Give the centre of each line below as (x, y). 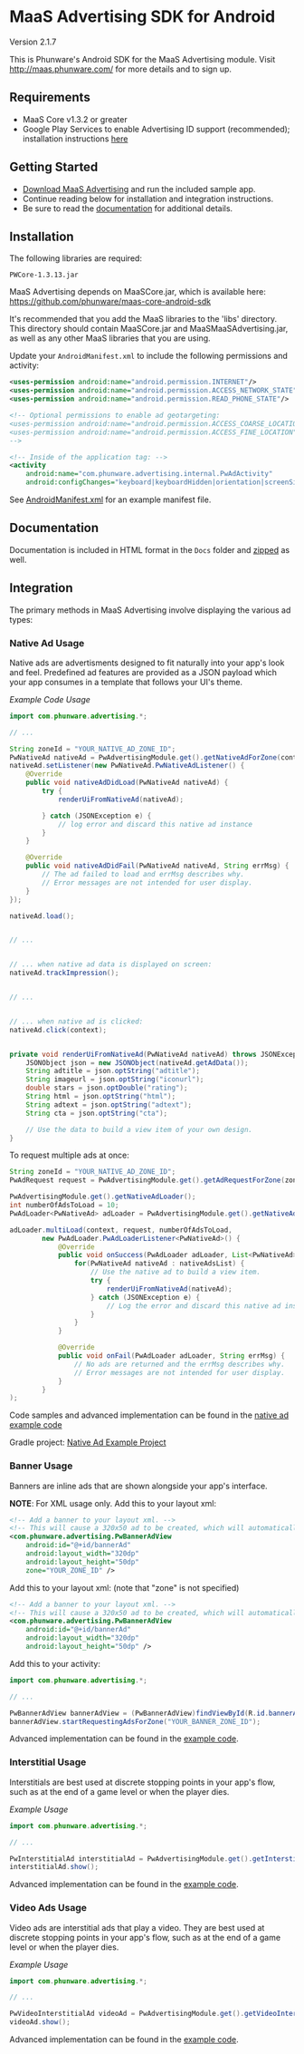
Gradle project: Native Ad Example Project (88, 1442)
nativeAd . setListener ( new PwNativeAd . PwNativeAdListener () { (127, 766)
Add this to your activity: (55, 1663)
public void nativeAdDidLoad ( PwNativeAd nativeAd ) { (127, 783)
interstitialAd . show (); (54, 1867)
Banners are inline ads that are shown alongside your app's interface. (139, 1486)
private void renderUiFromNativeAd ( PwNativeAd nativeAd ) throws (133, 1054)
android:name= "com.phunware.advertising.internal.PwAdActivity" (149, 474)
